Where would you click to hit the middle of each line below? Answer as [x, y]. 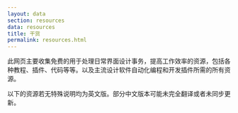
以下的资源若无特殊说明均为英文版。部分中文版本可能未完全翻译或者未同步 [116, 94]
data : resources [31, 27]
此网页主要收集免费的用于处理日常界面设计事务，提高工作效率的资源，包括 [116, 61]
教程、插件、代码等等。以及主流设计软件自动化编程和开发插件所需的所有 [119, 70]
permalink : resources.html [47, 40]
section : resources [36, 20]
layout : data [27, 14]
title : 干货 [24, 34]
